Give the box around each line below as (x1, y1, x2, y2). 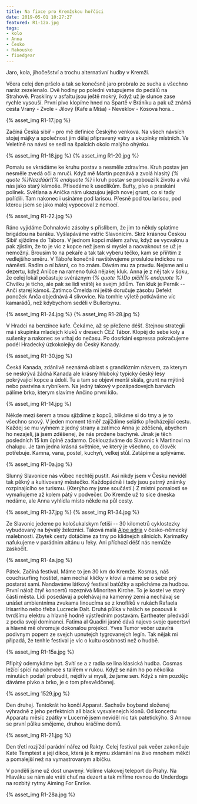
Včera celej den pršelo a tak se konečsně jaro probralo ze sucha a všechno (6, 80, 188, 87)
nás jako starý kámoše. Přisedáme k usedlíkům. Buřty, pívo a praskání (6, 182, 175, 189)
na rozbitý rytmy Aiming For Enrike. (6, 779, 92, 786)
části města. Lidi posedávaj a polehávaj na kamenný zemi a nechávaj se (6, 593, 180, 600)
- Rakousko (6, 47, 33, 53)
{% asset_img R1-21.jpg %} (6, 731, 72, 739)
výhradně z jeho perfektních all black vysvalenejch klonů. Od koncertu (6, 707, 177, 714)
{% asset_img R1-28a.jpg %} (6, 791, 76, 798)
